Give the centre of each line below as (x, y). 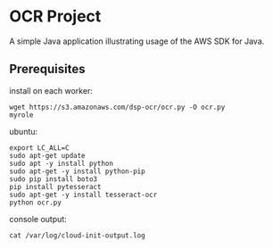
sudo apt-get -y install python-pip (77, 171)
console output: (38, 219)
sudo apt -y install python (62, 163)
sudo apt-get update (48, 155)
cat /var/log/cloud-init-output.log (77, 235)
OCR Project (55, 17)
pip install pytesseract (55, 187)
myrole (21, 115)
